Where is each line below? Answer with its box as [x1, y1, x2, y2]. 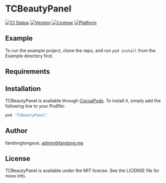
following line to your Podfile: [5, 103, 65, 109]
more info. [5, 173, 26, 179]
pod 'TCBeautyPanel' [5, 112, 48, 118]
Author [5, 126, 27, 135]
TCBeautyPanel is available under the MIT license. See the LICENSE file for [5, 167, 160, 173]
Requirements [5, 67, 50, 76]
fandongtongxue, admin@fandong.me [5, 140, 83, 146]
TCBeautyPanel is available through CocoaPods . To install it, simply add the [5, 97, 161, 103]
